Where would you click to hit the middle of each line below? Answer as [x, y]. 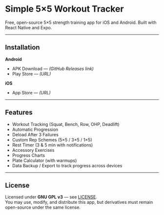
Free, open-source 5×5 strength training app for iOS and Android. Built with [81, 22]
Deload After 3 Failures [35, 134]
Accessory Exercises [33, 150]
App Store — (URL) [31, 92]
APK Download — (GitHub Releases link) [53, 69]
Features [19, 113]
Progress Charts [29, 155]
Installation [22, 47]
